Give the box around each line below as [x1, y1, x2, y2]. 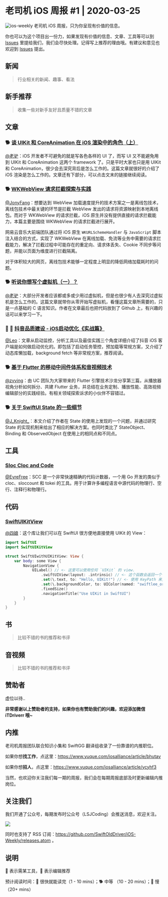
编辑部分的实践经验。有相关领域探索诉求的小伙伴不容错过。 [5, 390, 128, 396]
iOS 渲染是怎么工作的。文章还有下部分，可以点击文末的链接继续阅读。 [5, 172, 150, 178]
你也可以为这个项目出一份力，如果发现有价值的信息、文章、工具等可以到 [5, 33, 154, 39]
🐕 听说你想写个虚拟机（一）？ [5, 279, 78, 286]
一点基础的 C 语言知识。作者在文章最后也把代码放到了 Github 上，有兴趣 [9, 305, 158, 311]
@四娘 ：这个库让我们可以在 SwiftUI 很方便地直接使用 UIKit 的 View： [5, 530, 147, 536]
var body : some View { [14, 558, 61, 563]
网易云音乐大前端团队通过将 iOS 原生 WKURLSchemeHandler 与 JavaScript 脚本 [5, 229, 161, 235]
